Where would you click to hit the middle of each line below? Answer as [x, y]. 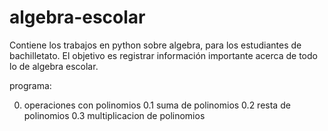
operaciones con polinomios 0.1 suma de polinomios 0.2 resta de [157, 105]
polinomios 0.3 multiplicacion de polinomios [114, 115]
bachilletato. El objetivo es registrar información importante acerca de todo [163, 55]
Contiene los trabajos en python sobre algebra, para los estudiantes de [155, 45]
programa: [30, 85]
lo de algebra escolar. [54, 66]
